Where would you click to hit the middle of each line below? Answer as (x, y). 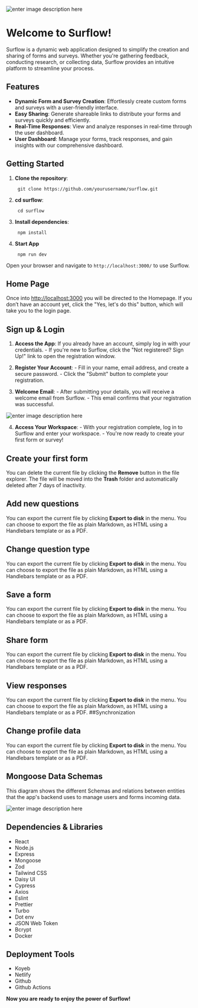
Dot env (24, 917)
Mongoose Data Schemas (54, 776)
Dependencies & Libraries (55, 827)
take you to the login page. (39, 311)
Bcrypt (23, 929)
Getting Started (35, 164)
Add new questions (43, 504)
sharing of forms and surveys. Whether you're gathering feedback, (88, 56)
